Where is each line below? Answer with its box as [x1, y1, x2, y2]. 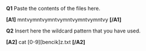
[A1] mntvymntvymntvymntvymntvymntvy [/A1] [6, 16, 122, 23]
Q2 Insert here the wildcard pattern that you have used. [6, 27, 141, 34]
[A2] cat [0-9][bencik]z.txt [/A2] [6, 39, 85, 45]
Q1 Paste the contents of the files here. [6, 5, 101, 12]
